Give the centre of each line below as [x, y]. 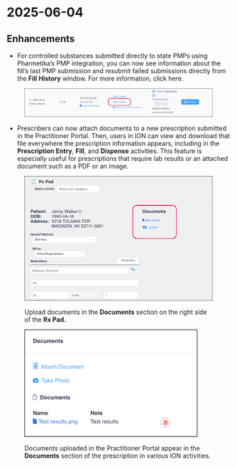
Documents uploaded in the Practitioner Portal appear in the [112, 448]
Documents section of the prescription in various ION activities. [117, 456]
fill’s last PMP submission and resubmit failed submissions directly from [121, 71]
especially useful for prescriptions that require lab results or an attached [122, 159]
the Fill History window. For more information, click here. [100, 78]
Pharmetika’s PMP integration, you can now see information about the [119, 63]
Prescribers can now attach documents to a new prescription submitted [122, 128]
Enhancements [41, 39]
